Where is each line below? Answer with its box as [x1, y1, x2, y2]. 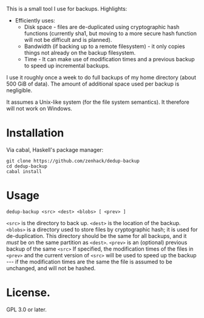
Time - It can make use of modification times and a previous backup [24, 56, 195, 63]
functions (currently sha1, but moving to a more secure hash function [24, 30, 197, 37]
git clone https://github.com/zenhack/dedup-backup [6, 158, 140, 164]
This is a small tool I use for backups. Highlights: [6, 5, 127, 12]
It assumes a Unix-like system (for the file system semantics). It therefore [6, 98, 189, 106]
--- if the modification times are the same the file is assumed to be [6, 258, 172, 265]
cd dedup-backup [6, 163, 47, 169]
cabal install [6, 168, 42, 175]
